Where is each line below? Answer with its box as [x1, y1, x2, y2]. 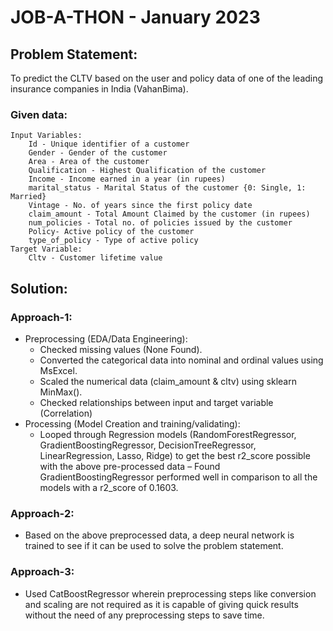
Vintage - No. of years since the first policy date [28, 201, 253, 211]
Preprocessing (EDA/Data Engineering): [24, 332, 188, 345]
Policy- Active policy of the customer [28, 227, 195, 237]
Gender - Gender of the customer [28, 148, 168, 158]
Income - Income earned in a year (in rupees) [28, 174, 226, 185]
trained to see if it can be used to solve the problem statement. [24, 540, 284, 552]
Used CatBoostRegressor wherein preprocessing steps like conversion [24, 587, 317, 600]
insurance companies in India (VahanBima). [10, 83, 189, 95]
